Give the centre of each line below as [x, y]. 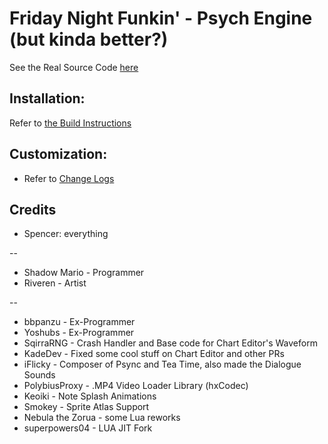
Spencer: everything [66, 234]
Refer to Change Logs [69, 178]
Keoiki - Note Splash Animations [90, 396]
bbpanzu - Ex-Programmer [79, 322]
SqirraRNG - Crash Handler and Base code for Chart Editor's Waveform [170, 343]
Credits [33, 209]
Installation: [47, 98]
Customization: [58, 154]
